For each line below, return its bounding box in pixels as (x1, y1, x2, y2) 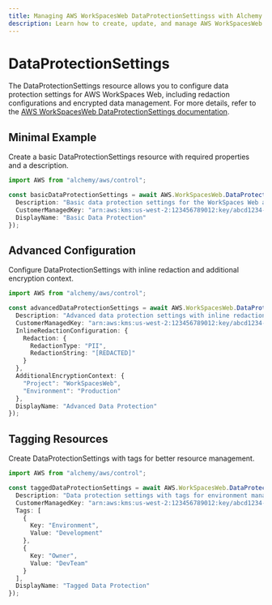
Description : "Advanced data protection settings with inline (15, 311, 230, 320)
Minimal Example (8, 131, 97, 144)
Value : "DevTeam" (29, 559, 89, 568)
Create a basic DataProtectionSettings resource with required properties (8, 152, 249, 162)
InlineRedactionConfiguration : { (15, 326, 129, 335)
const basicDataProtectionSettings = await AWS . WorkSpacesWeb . (8, 191, 227, 200)
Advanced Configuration (8, 243, 136, 257)
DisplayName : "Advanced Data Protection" (15, 402, 158, 410)
